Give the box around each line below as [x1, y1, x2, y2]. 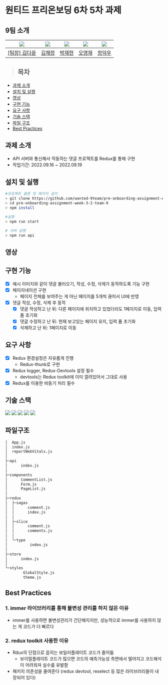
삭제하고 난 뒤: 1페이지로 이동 [19, 324, 76, 331]
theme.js [23, 575, 41, 580]
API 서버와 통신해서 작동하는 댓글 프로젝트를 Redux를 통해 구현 [12, 155, 135, 161]
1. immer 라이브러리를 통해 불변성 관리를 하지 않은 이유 [5, 605, 129, 612]
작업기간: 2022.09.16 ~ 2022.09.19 [12, 161, 82, 168]
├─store [5, 552, 21, 557]
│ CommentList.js [5, 477, 52, 482]
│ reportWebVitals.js [5, 449, 52, 454]
